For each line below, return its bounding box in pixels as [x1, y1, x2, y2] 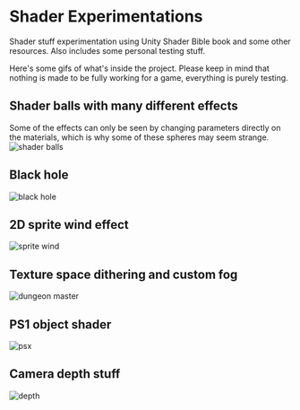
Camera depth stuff [9, 366, 121, 382]
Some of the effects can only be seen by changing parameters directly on [9, 122, 281, 133]
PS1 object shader [9, 317, 112, 332]
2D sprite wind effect [9, 217, 129, 232]
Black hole [9, 168, 69, 183]
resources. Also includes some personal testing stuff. [9, 45, 206, 56]
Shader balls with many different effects [9, 99, 239, 114]
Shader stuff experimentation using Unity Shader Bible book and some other [9, 36, 291, 47]
